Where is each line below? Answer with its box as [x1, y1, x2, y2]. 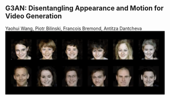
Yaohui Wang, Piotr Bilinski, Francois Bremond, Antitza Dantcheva [5, 25, 142, 31]
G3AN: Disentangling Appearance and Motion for [5, 4, 164, 13]
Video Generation [5, 12, 62, 21]
